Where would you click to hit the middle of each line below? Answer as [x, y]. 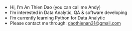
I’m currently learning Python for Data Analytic [58, 18]
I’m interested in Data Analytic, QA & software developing [68, 12]
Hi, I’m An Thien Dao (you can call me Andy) [55, 7]
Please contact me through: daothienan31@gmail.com [65, 23]
